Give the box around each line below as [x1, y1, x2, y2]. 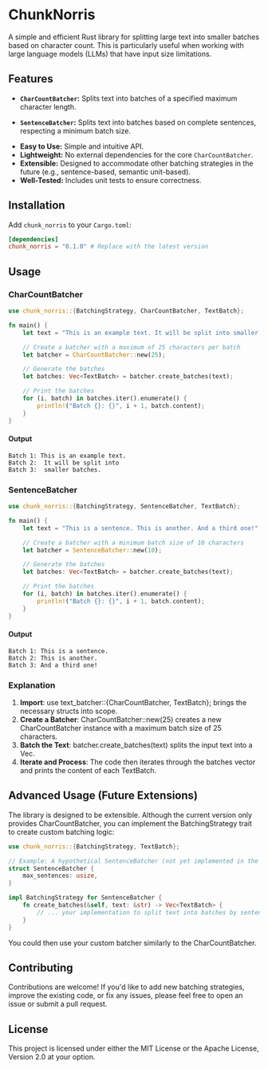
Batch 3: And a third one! [8, 661, 98, 669]
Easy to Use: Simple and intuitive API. [19, 142, 144, 151]
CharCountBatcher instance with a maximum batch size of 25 [19, 724, 222, 732]
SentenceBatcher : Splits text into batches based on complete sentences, [19, 118, 257, 127]
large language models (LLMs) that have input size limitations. [8, 49, 212, 58]
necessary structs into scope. [19, 706, 118, 716]
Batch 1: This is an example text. [8, 452, 127, 460]
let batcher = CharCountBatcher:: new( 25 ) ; [22, 350, 166, 359]
